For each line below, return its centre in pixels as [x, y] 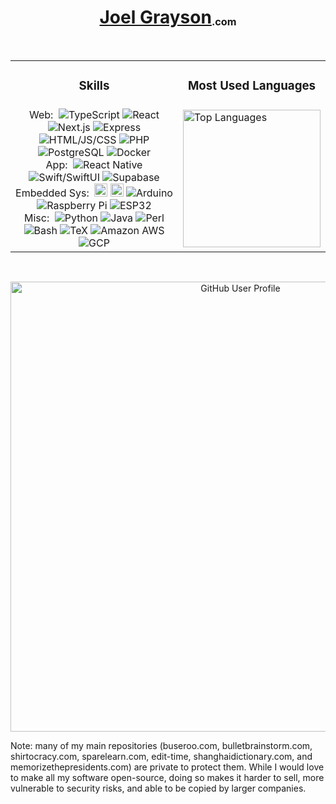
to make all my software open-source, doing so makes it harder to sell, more [167, 777]
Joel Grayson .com [168, 17]
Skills [94, 86]
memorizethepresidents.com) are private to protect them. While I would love [167, 767]
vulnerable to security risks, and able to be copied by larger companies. [158, 788]
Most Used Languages [252, 86]
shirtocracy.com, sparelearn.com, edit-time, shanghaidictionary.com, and [161, 756]
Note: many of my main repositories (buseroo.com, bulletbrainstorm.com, [161, 745]
